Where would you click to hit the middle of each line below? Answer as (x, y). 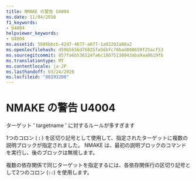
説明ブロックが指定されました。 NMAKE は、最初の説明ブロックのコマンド (96, 145)
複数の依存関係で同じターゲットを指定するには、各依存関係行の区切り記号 (96, 165)
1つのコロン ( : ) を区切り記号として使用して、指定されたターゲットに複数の (97, 138)
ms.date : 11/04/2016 (31, 17)
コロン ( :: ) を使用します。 (61, 172)
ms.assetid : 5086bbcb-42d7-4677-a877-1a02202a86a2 (69, 45)
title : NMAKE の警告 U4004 (37, 11)
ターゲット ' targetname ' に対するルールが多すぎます (71, 125)
